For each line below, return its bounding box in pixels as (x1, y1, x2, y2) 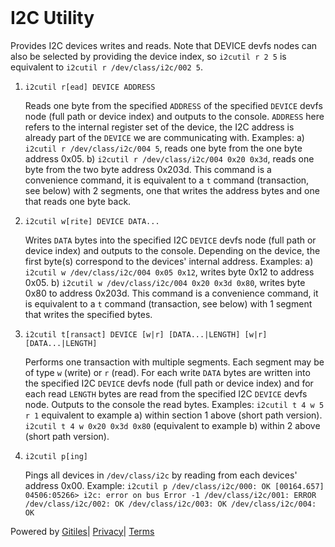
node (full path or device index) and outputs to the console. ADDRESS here (24, 110, 325, 122)
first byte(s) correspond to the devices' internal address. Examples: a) (24, 255, 314, 267)
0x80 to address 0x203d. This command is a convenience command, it (24, 287, 319, 299)
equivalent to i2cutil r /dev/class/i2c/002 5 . (10, 61, 203, 73)
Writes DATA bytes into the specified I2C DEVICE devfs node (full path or (24, 234, 317, 246)
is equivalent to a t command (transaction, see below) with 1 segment (24, 297, 313, 310)
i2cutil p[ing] (24, 451, 89, 461)
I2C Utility (10, 7, 95, 29)
